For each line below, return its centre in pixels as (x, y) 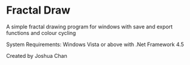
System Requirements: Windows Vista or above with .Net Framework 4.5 (95, 44)
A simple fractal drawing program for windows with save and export (89, 27)
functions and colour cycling (41, 32)
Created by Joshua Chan (37, 56)
